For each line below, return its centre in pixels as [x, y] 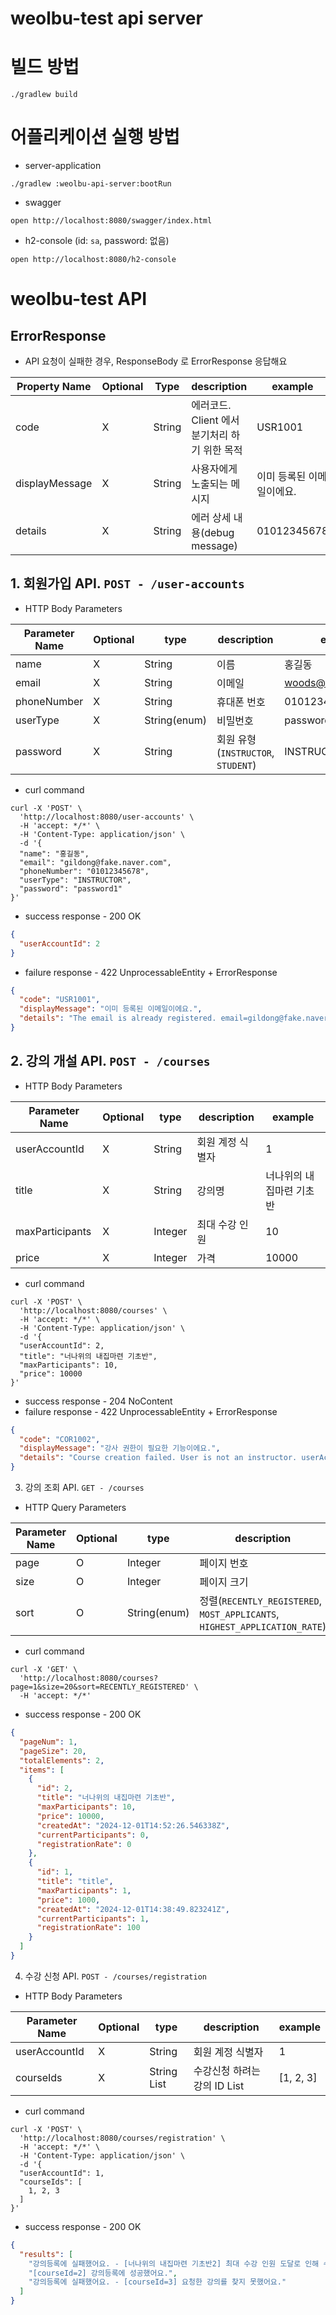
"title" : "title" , [75, 1882]
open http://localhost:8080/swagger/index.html [111, 221]
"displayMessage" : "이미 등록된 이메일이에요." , [111, 1009]
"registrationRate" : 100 [88, 1928]
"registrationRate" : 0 [84, 1844]
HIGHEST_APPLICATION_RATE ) [263, 1627]
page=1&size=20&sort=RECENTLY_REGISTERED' [100, 1687]
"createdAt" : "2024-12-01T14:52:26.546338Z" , [133, 1825]
